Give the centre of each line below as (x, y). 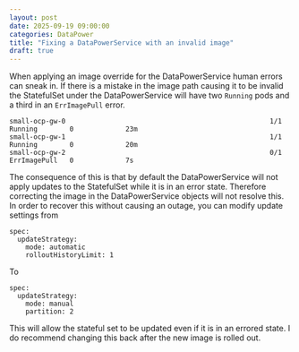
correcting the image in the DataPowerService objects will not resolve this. (147, 196)
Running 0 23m (74, 129)
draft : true (31, 51)
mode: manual (50, 304)
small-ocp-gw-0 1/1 (145, 122)
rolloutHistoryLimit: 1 (70, 255)
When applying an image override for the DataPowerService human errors (146, 76)
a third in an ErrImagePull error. (67, 105)
